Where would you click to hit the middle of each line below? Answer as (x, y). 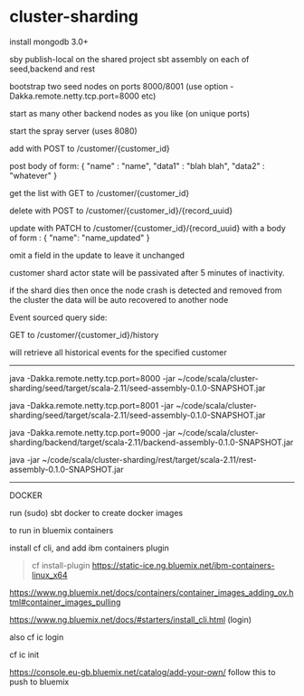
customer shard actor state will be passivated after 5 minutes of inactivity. (147, 272)
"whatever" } (33, 175)
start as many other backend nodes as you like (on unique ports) (130, 113)
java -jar (25, 459)
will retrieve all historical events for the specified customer (119, 352)
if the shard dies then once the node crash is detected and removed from (146, 290)
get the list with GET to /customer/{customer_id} (100, 193)
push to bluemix (39, 682)
